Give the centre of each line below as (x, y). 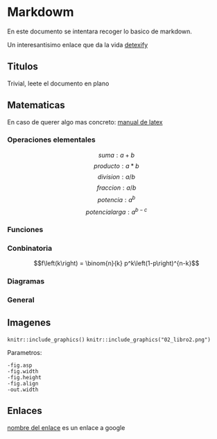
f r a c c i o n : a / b (116, 188)
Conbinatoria (30, 249)
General (21, 300)
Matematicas (36, 105)
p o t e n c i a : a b (116, 199)
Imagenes (29, 323)
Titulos (23, 67)
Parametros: (25, 353)
